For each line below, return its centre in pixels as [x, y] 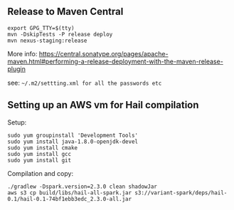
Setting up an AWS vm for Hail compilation [103, 105]
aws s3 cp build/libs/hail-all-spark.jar [70, 193]
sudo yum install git [39, 160]
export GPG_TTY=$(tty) [41, 28]
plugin [17, 69]
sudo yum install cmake [43, 148]
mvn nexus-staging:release [47, 41]
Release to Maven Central [65, 12]
